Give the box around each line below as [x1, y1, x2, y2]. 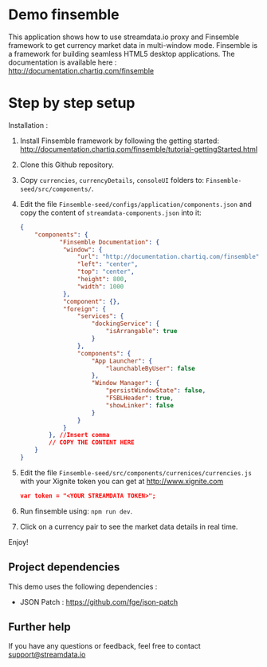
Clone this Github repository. [19, 160, 114, 169]
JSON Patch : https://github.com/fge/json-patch [19, 597, 179, 606]
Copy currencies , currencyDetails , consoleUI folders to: [19, 175, 205, 185]
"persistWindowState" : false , [105, 387, 206, 395]
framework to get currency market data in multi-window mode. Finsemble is [8, 40, 257, 50]
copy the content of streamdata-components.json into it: [19, 208, 202, 217]
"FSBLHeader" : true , [105, 394, 174, 402]
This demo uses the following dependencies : [8, 582, 158, 591]
